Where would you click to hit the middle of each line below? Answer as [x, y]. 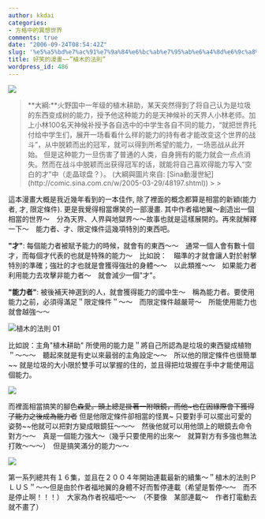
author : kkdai [32, 15]
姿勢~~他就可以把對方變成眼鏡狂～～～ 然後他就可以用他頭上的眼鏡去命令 [130, 426]
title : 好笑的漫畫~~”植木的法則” [57, 60]
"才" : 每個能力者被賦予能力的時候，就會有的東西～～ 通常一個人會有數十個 [131, 245]
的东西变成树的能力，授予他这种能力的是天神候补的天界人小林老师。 [138, 114]
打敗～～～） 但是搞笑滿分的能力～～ [69, 446]
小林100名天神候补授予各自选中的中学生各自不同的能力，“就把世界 [142, 125]
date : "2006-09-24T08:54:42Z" [58, 45]
